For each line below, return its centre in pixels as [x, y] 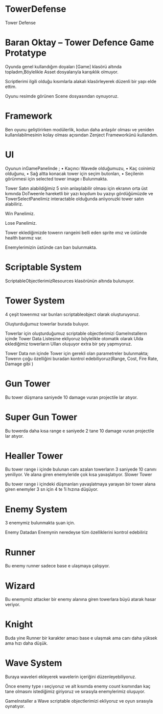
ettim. [11, 87]
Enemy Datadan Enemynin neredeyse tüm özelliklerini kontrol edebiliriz [77, 533]
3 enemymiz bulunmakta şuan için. [40, 523]
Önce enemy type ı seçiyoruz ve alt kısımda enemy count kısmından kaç [78, 686]
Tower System [35, 300]
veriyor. [13, 605]
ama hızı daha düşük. [26, 643]
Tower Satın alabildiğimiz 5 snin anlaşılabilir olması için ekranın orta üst [76, 188]
